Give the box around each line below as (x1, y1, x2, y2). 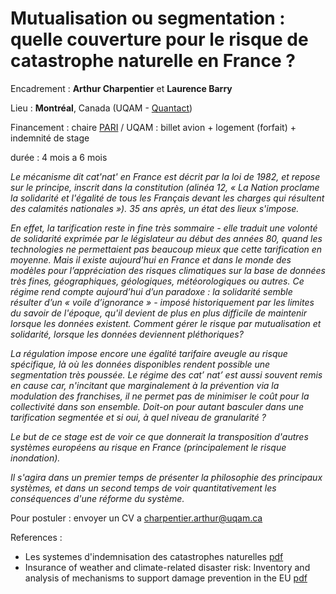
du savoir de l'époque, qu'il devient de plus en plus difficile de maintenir (10, 307, 307, 319)
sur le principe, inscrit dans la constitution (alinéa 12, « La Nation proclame (10, 181, 320, 193)
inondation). (10, 452, 61, 464)
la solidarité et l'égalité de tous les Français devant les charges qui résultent (10, 192, 325, 204)
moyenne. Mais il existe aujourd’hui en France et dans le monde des (10, 253, 292, 266)
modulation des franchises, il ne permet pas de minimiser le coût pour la (10, 390, 310, 402)
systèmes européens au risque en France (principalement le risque (10, 441, 287, 453)
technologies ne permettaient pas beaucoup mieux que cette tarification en (10, 243, 323, 255)
